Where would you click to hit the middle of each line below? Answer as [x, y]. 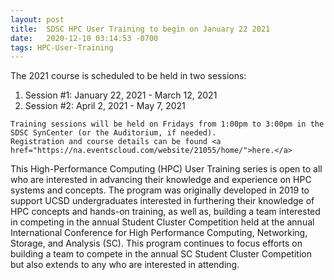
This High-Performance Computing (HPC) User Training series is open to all [166, 169]
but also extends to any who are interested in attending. [125, 265]
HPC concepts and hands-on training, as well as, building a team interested [165, 212]
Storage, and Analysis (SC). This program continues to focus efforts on [156, 243]
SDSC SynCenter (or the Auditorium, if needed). [113, 133]
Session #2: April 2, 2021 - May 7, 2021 [105, 106]
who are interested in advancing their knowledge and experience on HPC [161, 180]
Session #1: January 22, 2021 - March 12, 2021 [121, 95]
